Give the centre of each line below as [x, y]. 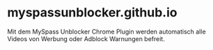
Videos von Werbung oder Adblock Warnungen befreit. [86, 38]
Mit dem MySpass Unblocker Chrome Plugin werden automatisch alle [107, 32]
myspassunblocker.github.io [92, 13]
